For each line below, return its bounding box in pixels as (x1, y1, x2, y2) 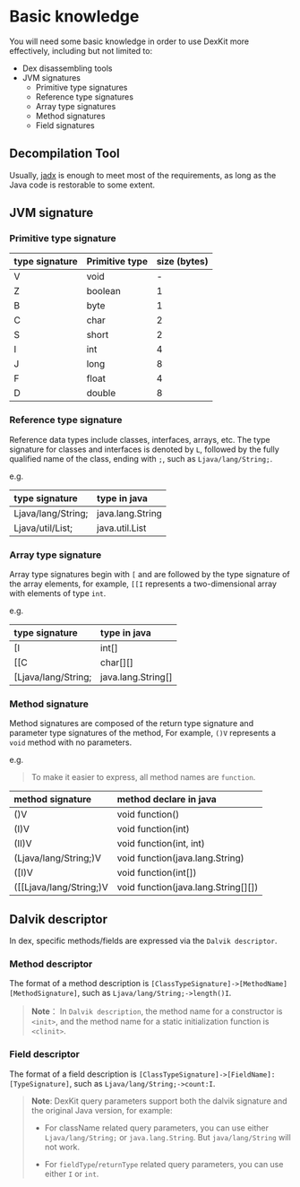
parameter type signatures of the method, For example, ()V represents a (9, 728, 276, 739)
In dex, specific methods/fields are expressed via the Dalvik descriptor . (9, 935, 278, 947)
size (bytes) (156, 256, 209, 268)
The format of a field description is (9, 1069, 137, 1079)
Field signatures (35, 119, 96, 131)
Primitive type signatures (35, 82, 128, 92)
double (86, 387, 116, 400)
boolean (86, 285, 121, 298)
